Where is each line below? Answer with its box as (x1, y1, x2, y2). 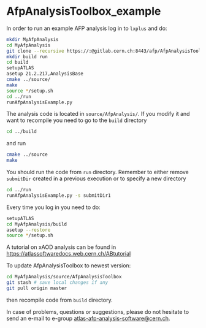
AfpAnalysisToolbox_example (6, 4, 161, 18)
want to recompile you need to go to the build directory (6, 116, 147, 124)
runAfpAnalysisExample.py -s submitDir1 (6, 192, 112, 199)
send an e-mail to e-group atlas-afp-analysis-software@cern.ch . (6, 315, 170, 322)
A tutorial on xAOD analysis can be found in (6, 243, 116, 251)
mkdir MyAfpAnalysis (6, 36, 59, 42)
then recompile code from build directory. (6, 296, 113, 303)
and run (6, 140, 26, 147)
